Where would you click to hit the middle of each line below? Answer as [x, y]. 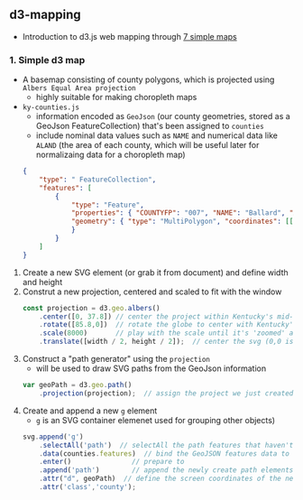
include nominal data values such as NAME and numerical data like [156, 135]
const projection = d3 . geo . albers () [91, 308]
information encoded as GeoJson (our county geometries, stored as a [163, 116]
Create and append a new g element [90, 411]
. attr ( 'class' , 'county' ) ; [88, 487]
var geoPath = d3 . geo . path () [77, 385]
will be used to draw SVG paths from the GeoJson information [151, 368]
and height [42, 282]
